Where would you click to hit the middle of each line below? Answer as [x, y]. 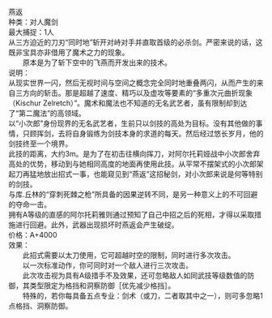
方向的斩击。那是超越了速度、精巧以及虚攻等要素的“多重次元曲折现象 [138, 93]
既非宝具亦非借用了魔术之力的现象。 [69, 52]
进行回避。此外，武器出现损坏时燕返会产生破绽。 [97, 225]
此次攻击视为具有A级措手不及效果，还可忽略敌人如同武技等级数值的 [135, 275]
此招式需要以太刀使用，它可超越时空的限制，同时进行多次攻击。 [129, 255]
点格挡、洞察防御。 [40, 306]
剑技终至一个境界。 [40, 144]
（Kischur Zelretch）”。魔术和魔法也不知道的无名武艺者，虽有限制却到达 [128, 103]
